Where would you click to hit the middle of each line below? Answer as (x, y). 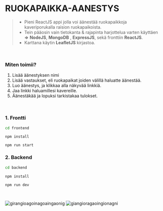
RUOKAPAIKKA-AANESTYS (62, 9)
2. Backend (19, 158)
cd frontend (17, 128)
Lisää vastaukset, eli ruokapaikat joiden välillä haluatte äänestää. (77, 80)
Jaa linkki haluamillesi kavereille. (45, 91)
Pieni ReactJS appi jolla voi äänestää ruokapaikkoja (76, 22)
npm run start (19, 145)
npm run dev (17, 185)
